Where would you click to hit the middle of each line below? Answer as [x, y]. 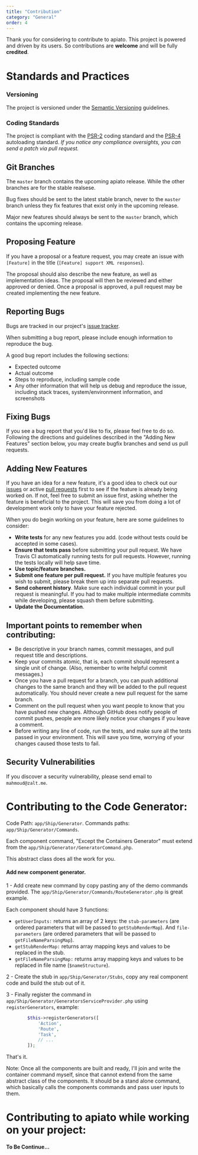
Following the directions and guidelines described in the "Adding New [91, 437]
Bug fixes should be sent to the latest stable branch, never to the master [94, 199]
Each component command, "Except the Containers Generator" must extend [99, 841]
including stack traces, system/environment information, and [89, 392]
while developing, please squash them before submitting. [85, 600]
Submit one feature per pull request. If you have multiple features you [101, 575]
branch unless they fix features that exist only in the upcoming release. [92, 205]
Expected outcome [38, 367]
